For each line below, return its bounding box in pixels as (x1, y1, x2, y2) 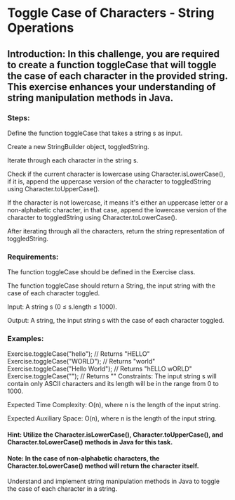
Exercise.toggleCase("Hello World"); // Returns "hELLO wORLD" (7, 364, 193, 373)
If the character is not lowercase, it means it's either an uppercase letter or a (7, 198, 229, 207)
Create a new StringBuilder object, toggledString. (7, 142, 149, 150)
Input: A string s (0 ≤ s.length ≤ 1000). (7, 302, 118, 311)
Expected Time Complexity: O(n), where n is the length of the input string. (7, 401, 221, 409)
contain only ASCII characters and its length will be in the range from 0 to (7, 380, 219, 388)
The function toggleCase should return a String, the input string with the (7, 281, 216, 290)
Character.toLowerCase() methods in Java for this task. (7, 438, 173, 447)
